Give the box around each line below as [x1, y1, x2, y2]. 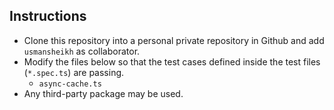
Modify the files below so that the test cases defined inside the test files [23, 55, 321, 68]
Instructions [9, 8, 87, 25]
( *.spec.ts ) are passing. [23, 66, 125, 78]
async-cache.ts [38, 79, 102, 89]
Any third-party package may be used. [23, 87, 184, 99]
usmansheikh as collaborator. [23, 45, 141, 57]
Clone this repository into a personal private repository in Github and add [23, 34, 325, 46]
